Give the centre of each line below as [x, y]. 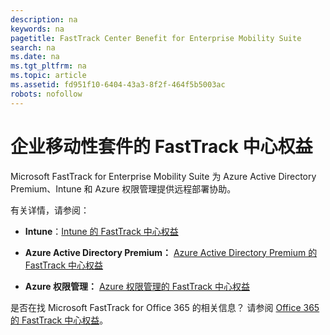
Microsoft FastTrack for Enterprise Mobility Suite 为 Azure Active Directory [163, 176]
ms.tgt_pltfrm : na [48, 66]
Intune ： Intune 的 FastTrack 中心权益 [101, 231]
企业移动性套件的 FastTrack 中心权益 [161, 146]
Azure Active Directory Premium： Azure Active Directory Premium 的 [171, 252]
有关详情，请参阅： [50, 210]
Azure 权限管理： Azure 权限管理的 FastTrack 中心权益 [137, 286]
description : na [44, 19]
